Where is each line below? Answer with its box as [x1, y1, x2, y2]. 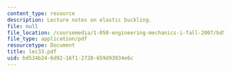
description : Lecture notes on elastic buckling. [7, 16, 153, 23]
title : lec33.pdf [7, 49, 57, 56]
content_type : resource [7, 10, 76, 17]
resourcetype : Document [7, 42, 76, 49]
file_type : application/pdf [7, 36, 88, 43]
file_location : [7, 29, 51, 36]
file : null [7, 23, 38, 29]
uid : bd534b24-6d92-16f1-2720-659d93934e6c [7, 55, 134, 62]
